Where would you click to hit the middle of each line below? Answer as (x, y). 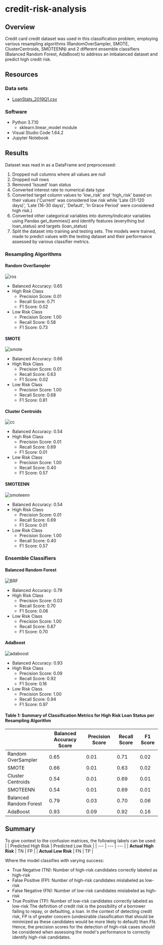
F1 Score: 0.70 (33, 631)
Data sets (16, 89)
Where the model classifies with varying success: (55, 860)
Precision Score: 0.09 (41, 673)
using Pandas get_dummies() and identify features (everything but (78, 221)
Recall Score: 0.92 (38, 678)
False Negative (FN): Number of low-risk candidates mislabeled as (79, 890)
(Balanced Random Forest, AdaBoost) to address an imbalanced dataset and (81, 54)
